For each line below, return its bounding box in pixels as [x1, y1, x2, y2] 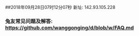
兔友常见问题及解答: [5, 18, 53, 25]
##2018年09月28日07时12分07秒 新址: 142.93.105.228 [5, 4, 116, 10]
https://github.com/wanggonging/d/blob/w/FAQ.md [5, 24, 134, 31]
